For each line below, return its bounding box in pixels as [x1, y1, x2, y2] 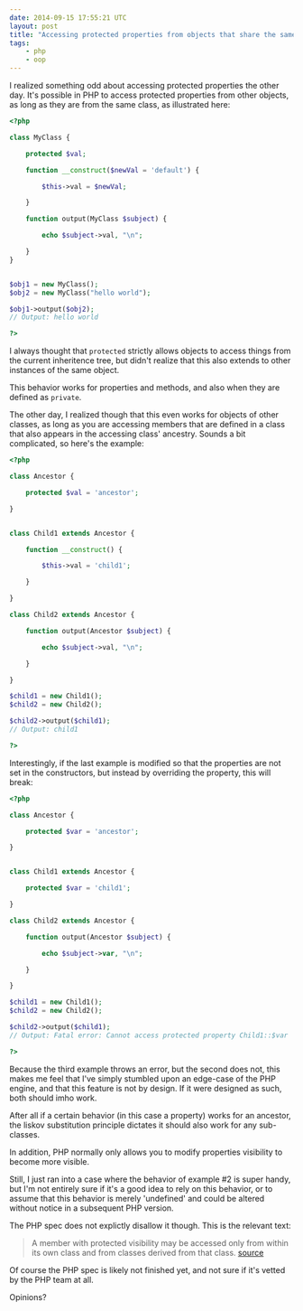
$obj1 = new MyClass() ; [9, 279, 99, 289]
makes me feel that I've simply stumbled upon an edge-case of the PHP [9, 1072, 277, 1084]
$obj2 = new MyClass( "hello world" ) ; [9, 288, 151, 297]
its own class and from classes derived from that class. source [31, 1247, 264, 1258]
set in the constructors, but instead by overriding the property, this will [9, 767, 271, 778]
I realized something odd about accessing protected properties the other [9, 80, 280, 90]
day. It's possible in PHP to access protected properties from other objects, [9, 89, 289, 100]
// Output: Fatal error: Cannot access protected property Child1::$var [9, 1031, 289, 1040]
